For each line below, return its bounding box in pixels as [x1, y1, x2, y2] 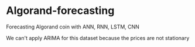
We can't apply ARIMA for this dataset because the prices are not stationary [6, 34, 190, 41]
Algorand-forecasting [6, 4, 115, 17]
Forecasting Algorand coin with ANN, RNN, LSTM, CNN [6, 23, 139, 30]
